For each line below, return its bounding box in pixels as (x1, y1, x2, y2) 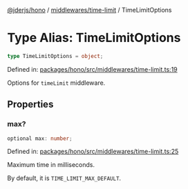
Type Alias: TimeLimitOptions (7, 30, 181, 46)
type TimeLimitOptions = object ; (7, 52, 104, 59)
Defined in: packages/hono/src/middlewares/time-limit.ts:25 (7, 148, 179, 156)
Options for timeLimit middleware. (7, 79, 106, 87)
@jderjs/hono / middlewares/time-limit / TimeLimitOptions (7, 6, 172, 14)
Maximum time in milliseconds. (7, 161, 95, 169)
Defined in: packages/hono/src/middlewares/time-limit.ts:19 (7, 65, 178, 73)
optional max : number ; (7, 135, 73, 142)
